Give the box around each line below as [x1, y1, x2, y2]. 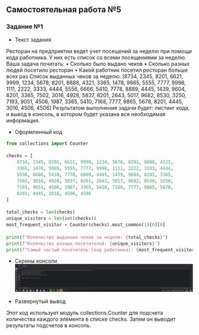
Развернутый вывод [14, 298, 66, 305]
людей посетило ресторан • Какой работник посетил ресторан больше [6, 66, 188, 74]
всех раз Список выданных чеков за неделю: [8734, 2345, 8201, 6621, [6, 72, 184, 79]
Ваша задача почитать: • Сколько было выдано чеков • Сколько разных [6, 60, 190, 67]
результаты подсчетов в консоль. [6, 322, 92, 329]
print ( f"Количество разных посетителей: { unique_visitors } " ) [6, 240, 161, 247]
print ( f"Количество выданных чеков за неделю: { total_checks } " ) [6, 234, 168, 240]
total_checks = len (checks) [6, 209, 76, 215]
